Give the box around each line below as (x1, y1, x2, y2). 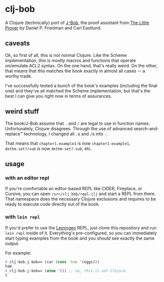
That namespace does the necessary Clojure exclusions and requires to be (5, 196, 156, 202)
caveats (5, 39, 30, 48)
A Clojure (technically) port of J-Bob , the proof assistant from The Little (5, 20, 149, 26)
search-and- (134, 125, 159, 131)
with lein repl (5, 214, 40, 221)
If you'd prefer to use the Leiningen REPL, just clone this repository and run (5, 225, 157, 230)
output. (5, 240, 20, 246)
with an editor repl (5, 174, 49, 181)
